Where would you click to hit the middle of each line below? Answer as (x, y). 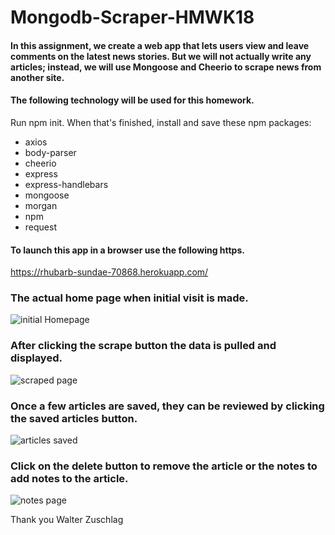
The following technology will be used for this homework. (132, 100)
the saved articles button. (74, 418)
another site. (37, 77)
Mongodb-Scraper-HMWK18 (132, 17)
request (40, 227)
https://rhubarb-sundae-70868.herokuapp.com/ (109, 272)
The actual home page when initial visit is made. (129, 298)
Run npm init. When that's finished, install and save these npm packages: (161, 122)
